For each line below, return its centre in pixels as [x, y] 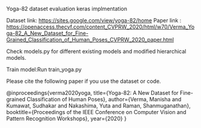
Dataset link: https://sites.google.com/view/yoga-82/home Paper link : [94, 20]
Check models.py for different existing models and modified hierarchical [96, 51]
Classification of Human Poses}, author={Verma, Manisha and [104, 99]
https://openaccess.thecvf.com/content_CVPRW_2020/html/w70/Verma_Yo [100, 27]
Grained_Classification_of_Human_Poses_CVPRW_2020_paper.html [90, 40]
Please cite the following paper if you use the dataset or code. [84, 81]
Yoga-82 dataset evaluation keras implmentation [67, 9]
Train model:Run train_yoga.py [44, 69]
